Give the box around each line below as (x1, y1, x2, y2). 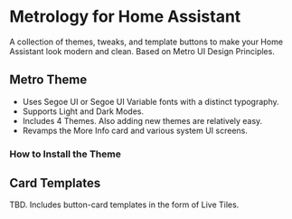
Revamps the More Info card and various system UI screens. (22, 125, 249, 136)
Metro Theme (9, 72, 88, 88)
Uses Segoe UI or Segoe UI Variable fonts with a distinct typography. (22, 96, 280, 107)
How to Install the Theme (9, 148, 122, 160)
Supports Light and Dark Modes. (22, 106, 145, 117)
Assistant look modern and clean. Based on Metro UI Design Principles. (9, 45, 276, 56)
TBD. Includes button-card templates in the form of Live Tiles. (9, 199, 240, 210)
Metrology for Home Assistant (9, 6, 241, 27)
